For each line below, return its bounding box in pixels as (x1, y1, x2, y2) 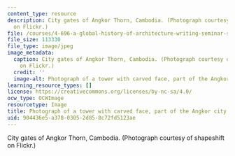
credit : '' (13, 69, 45, 76)
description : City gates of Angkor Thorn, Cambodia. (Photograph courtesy (7, 17, 230, 24)
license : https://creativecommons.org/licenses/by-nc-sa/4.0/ (7, 88, 192, 95)
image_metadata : (7, 50, 55, 57)
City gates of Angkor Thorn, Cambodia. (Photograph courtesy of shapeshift (7, 134, 225, 142)
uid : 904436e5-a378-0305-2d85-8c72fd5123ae (7, 114, 136, 121)
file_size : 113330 (7, 36, 61, 43)
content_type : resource (7, 10, 77, 17)
